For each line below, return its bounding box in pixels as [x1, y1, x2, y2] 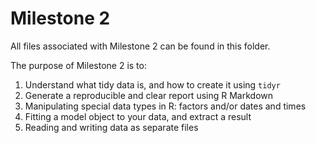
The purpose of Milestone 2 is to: [10, 59, 147, 71]
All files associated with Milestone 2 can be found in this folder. [10, 40, 271, 52]
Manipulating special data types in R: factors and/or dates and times [24, 100, 307, 112]
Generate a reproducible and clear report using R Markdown [24, 89, 274, 101]
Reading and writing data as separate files [24, 121, 199, 133]
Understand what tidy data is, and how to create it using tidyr [24, 78, 281, 91]
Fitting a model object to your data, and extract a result [24, 110, 252, 122]
